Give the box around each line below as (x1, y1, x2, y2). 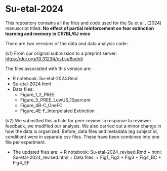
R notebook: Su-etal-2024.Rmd (12, 75, 78, 81)
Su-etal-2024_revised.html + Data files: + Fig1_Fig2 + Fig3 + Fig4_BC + (12, 154, 162, 160)
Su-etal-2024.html (12, 81, 51, 87)
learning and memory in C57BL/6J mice (5, 30, 91, 37)
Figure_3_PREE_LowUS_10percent (20, 97, 91, 103)
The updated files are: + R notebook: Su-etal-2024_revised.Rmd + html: (12, 149, 162, 155)
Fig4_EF (12, 159, 30, 165)
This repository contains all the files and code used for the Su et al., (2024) (5, 20, 162, 26)
